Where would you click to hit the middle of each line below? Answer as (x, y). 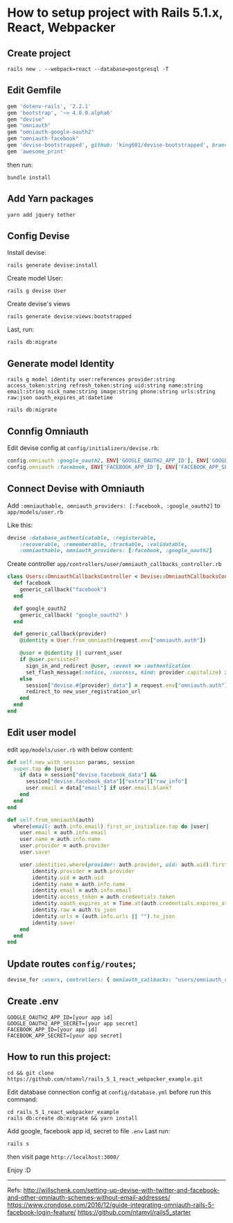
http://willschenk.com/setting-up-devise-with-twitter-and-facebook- (121, 1190)
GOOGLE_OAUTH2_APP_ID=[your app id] (60, 1017)
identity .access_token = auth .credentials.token (104, 897)
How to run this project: (59, 1057)
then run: (20, 165)
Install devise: (27, 253)
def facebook (32, 583)
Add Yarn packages (50, 199)
